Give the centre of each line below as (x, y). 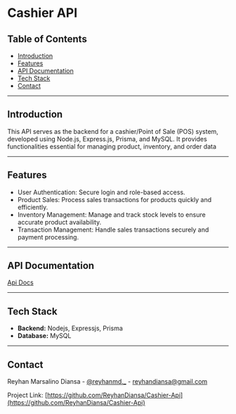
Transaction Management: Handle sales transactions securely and (113, 230)
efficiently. (33, 207)
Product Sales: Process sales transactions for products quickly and (114, 199)
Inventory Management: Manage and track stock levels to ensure (111, 214)
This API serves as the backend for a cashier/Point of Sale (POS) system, (113, 131)
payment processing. (48, 237)
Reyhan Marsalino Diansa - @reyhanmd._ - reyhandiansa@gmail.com (107, 382)
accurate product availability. (59, 222)
